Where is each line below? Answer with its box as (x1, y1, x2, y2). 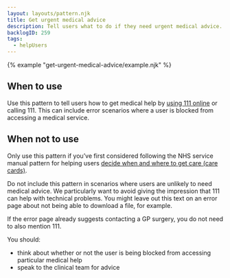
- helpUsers (13, 42, 48, 49)
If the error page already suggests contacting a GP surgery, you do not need (7, 214, 224, 223)
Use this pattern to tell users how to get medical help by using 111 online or (7, 99, 218, 107)
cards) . (7, 166, 27, 174)
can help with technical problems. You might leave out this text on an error (7, 194, 218, 202)
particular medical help (16, 255, 82, 264)
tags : (7, 36, 23, 43)
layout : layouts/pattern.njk (7, 10, 91, 17)
